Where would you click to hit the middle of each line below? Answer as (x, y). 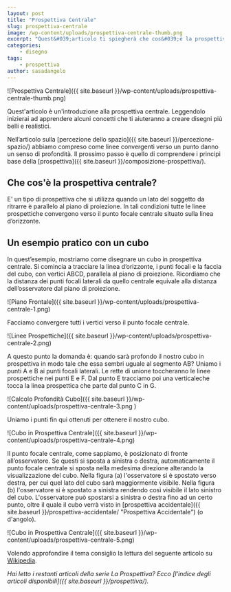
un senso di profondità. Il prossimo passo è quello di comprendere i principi (114, 154)
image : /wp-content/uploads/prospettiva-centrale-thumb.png (95, 33)
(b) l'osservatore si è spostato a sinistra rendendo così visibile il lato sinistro (114, 490)
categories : (24, 45)
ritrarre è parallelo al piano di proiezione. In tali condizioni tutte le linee (107, 206)
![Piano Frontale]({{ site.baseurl (52, 302)
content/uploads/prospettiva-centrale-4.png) (71, 440)
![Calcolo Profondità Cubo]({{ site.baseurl (66, 399)
